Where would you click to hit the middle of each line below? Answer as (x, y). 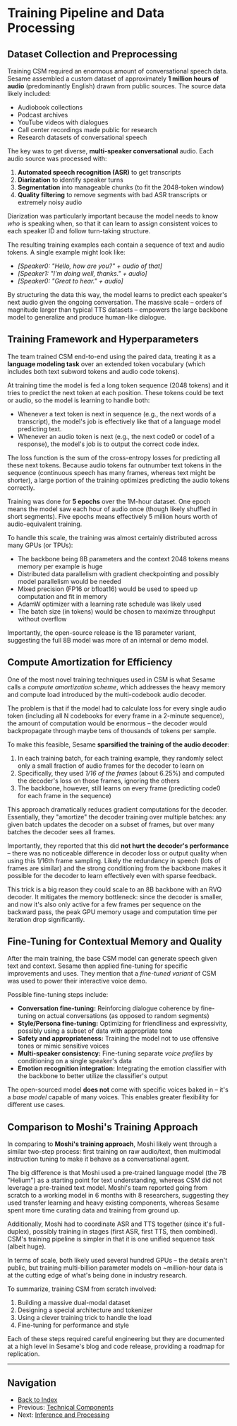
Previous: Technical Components (66, 1408)
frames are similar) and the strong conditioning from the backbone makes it (117, 868)
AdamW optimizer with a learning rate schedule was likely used (110, 604)
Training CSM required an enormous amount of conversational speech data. (117, 71)
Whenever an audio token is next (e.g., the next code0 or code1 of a (116, 436)
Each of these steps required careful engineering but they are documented (116, 1339)
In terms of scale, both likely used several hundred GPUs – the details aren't (117, 1261)
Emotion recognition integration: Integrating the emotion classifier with (122, 1068)
